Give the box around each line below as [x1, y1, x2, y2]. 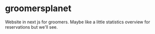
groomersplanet [5, 3, 71, 14]
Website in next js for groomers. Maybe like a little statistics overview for [5, 19, 151, 25]
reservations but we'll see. [5, 24, 58, 30]
